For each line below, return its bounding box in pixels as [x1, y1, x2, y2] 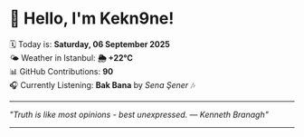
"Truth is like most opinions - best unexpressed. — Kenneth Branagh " [9, 109, 269, 120]
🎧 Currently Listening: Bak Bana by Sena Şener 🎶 [9, 79, 196, 90]
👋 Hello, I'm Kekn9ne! [9, 8, 175, 29]
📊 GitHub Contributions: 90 [9, 65, 114, 76]
